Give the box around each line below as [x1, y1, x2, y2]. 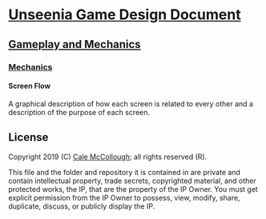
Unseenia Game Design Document [8, 6, 242, 24]
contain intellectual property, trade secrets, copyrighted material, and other [8, 176, 256, 185]
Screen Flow [8, 82, 50, 91]
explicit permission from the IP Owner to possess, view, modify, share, [8, 193, 240, 202]
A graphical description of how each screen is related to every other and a [8, 98, 254, 109]
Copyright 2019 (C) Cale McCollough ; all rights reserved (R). [8, 152, 208, 161]
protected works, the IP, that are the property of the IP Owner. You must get [8, 184, 258, 193]
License [8, 130, 49, 145]
